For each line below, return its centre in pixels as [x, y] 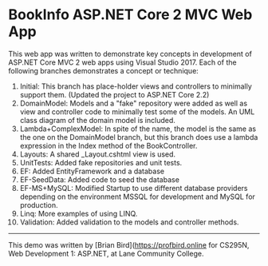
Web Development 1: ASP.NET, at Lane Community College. [106, 253]
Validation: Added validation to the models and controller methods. [129, 222]
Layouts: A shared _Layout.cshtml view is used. [98, 154]
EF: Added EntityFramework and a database [92, 171]
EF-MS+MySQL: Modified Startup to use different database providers [134, 188]
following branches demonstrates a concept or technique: [104, 70]
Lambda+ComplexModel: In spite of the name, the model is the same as [138, 129]
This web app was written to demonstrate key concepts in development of [130, 54]
